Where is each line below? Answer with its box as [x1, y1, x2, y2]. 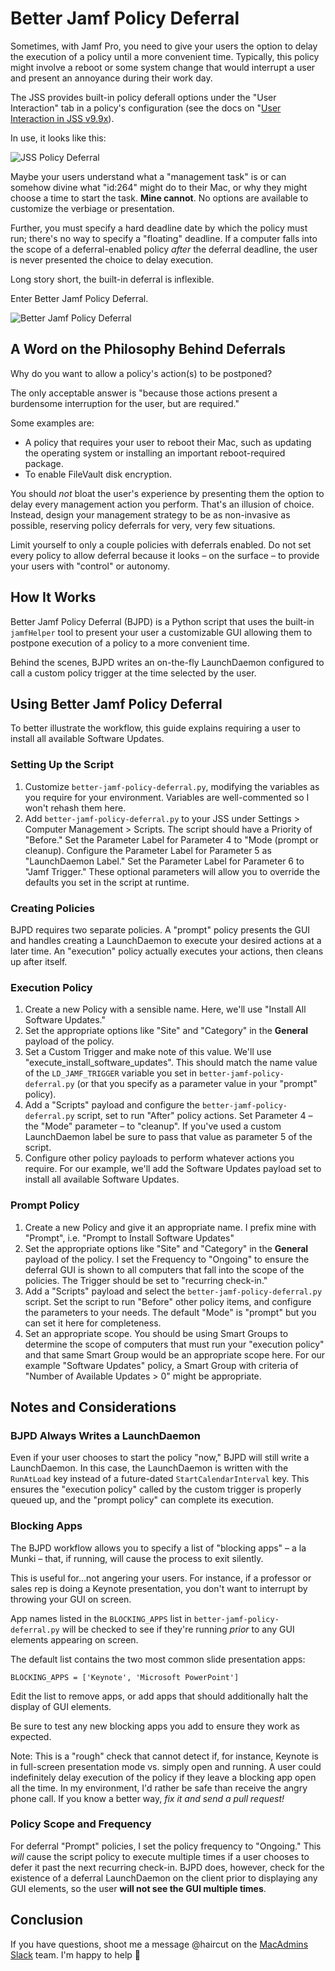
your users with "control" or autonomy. [10, 560, 170, 572]
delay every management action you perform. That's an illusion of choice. [10, 498, 315, 510]
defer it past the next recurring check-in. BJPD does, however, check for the [10, 1861, 325, 1873]
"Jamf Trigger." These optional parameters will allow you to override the [24, 865, 321, 877]
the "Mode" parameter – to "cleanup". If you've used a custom [24, 1120, 282, 1132]
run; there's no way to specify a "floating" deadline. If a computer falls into [10, 232, 318, 244]
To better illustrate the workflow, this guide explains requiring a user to [10, 722, 301, 734]
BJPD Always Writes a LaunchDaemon [10, 1428, 201, 1442]
